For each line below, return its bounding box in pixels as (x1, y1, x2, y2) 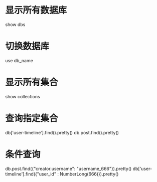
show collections (5, 93, 40, 99)
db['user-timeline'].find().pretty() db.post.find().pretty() (5, 129, 119, 135)
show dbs (5, 21, 26, 28)
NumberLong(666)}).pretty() (60, 171, 119, 177)
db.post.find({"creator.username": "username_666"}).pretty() (5, 165, 132, 171)
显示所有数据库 (5, 5, 67, 16)
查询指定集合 (5, 113, 59, 124)
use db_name (5, 57, 34, 63)
